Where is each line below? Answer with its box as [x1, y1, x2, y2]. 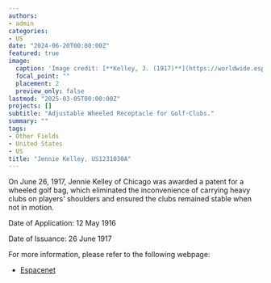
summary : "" [8, 117, 48, 125]
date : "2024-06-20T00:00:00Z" [8, 42, 110, 50]
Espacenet [19, 265, 56, 275]
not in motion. [8, 203, 55, 213]
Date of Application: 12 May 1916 [8, 218, 117, 228]
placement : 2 [15, 79, 60, 87]
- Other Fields [8, 132, 60, 140]
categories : [8, 27, 48, 35]
